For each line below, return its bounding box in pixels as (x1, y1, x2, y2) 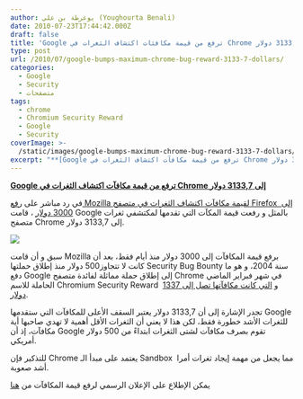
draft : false (10, 30, 59, 39)
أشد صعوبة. (10, 361, 49, 373)
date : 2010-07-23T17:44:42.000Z (10, 22, 131, 31)
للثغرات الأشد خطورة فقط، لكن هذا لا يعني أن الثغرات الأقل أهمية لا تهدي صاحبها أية (10, 315, 289, 326)
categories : (10, 64, 55, 73)
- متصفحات (18, 88, 55, 97)
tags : (10, 96, 31, 106)
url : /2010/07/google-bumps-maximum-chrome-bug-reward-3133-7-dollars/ (10, 55, 284, 64)
